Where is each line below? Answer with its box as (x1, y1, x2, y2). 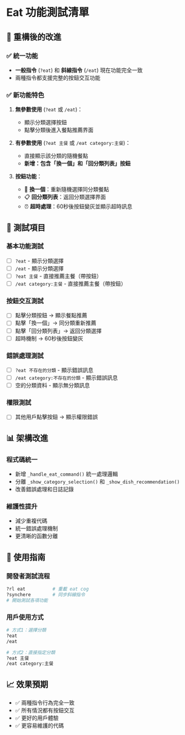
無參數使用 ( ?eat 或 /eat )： (15, 106, 83, 113)
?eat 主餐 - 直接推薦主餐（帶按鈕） (15, 272, 102, 280)
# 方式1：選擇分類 (6, 627, 47, 633)
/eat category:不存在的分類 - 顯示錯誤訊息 (15, 374, 118, 381)
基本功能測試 (6, 242, 44, 250)
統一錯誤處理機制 (15, 525, 58, 532)
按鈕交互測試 (6, 297, 44, 305)
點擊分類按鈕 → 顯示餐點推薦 (15, 312, 88, 319)
